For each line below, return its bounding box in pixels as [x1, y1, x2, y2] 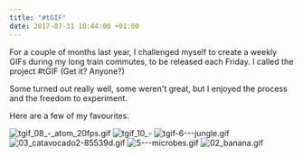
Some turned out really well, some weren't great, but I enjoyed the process [9, 83, 288, 94]
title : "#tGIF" [9, 13, 67, 23]
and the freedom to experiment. [9, 92, 128, 104]
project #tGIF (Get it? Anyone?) [9, 65, 125, 77]
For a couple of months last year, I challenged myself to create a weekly [9, 46, 278, 57]
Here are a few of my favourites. [9, 110, 129, 121]
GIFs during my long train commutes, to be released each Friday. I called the [9, 56, 294, 67]
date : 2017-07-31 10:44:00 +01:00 [9, 22, 140, 31]
